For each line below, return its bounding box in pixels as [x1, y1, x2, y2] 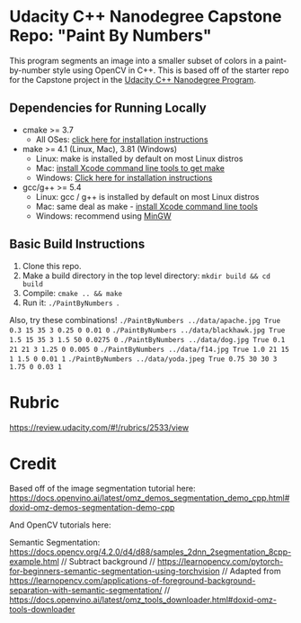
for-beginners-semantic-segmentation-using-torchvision [9, 565, 220, 577]
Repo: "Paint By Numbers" [9, 25, 212, 46]
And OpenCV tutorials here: [9, 519, 111, 530]
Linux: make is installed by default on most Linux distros [35, 153, 243, 164]
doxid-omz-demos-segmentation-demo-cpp [9, 502, 175, 513]
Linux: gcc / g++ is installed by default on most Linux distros [35, 191, 260, 202]
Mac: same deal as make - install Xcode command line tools [35, 201, 259, 212]
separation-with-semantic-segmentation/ [9, 585, 163, 596]
